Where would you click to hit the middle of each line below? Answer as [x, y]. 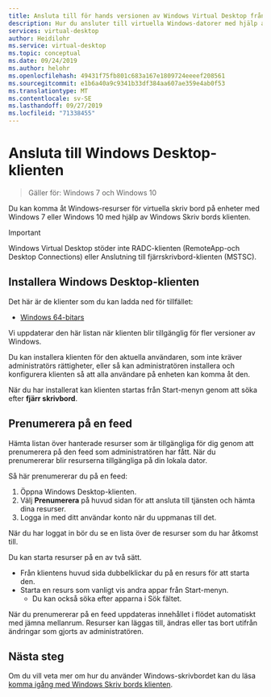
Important [25, 232]
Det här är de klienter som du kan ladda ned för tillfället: [101, 301]
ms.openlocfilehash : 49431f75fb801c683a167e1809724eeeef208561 [117, 76]
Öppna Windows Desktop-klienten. [78, 491]
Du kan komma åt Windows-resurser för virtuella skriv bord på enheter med [134, 208]
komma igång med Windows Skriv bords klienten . [91, 684]
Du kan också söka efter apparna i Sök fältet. [107, 599]
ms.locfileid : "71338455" [52, 114]
